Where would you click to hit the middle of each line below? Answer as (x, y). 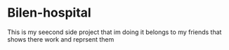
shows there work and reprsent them (61, 39)
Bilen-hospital (49, 13)
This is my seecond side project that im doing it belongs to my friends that (115, 32)
